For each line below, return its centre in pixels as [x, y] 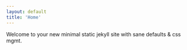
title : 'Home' [24, 17]
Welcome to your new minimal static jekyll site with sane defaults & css [93, 34]
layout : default [26, 12]
